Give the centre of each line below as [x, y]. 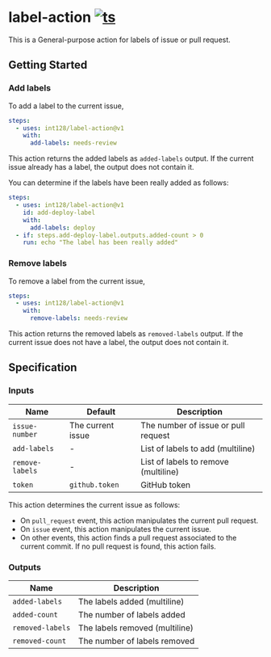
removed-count [40, 641]
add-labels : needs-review [73, 143]
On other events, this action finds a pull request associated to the [128, 537]
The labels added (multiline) [131, 602]
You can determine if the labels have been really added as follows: [119, 183]
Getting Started [48, 65]
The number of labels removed [136, 641]
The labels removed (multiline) [135, 628]
